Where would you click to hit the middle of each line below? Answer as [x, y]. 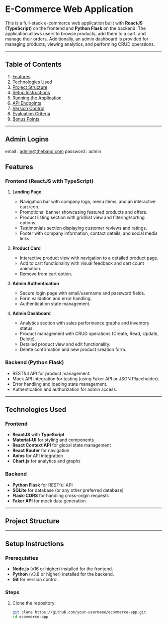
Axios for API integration [38, 456]
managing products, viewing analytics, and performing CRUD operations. [80, 44]
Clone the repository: [34, 603]
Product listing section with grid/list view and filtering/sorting [82, 217]
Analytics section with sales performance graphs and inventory [84, 323]
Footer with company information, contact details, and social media [89, 233]
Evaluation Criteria [31, 114]
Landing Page [27, 192]
